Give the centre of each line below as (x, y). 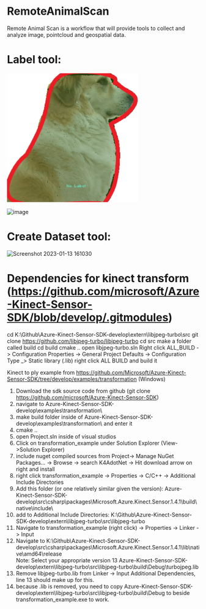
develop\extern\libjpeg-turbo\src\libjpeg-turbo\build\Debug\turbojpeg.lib (107, 567)
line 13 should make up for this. (55, 580)
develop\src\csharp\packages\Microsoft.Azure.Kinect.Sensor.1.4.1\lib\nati (108, 547)
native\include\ (35, 508)
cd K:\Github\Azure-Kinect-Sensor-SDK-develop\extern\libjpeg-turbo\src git (103, 334)
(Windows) (152, 379)
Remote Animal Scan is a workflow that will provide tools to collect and (96, 28)
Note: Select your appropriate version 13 (67, 560)
